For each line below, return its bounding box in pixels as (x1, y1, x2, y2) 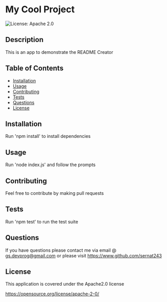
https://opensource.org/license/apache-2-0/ (5, 291, 99, 297)
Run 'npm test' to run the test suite (5, 218, 78, 225)
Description (5, 35, 44, 44)
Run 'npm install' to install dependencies (5, 133, 91, 139)
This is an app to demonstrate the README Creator (5, 49, 114, 55)
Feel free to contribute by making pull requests (5, 190, 104, 196)
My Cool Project (5, 4, 75, 15)
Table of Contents (5, 64, 64, 73)
